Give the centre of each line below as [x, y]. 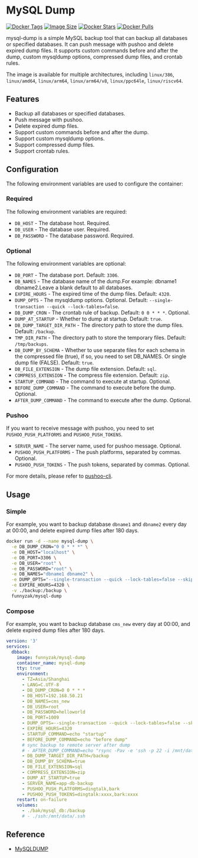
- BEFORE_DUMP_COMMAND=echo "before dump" [75, 740]
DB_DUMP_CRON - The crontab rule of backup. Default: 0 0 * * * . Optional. [102, 313]
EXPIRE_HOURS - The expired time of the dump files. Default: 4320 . [93, 294]
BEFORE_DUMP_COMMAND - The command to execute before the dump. [95, 388]
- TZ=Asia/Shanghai [45, 680]
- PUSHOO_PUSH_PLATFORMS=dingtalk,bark [70, 789]
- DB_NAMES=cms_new [45, 701]
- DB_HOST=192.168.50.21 [52, 695]
